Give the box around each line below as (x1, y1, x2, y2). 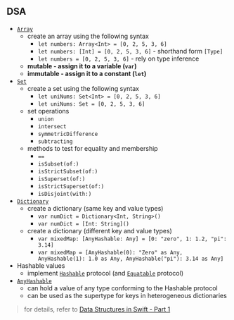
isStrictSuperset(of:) (37, 183, 105, 190)
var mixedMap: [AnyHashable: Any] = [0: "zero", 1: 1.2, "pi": (37, 235, 227, 242)
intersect (37, 123, 67, 130)
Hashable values (16, 261, 65, 270)
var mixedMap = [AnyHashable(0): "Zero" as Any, (37, 249, 183, 256)
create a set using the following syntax (27, 84, 140, 92)
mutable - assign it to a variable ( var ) (27, 61, 137, 70)
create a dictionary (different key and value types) (27, 226, 173, 235)
